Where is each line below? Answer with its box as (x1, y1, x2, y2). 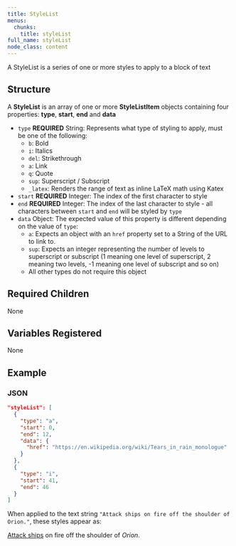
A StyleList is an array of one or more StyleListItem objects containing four (7, 102, 230, 111)
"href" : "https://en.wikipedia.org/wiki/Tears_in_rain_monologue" (26, 444, 227, 451)
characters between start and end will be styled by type (17, 207, 183, 215)
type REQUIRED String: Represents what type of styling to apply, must (17, 124, 223, 132)
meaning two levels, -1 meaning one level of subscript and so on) (28, 259, 219, 268)
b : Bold (28, 139, 49, 147)
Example (7, 367, 47, 379)
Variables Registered (7, 328, 102, 340)
